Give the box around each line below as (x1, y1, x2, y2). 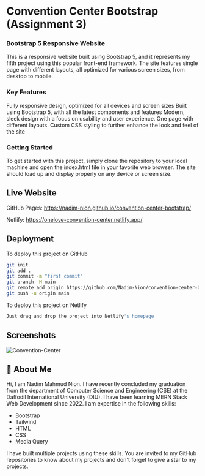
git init (6, 262, 29, 268)
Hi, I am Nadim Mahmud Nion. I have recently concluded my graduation (6, 380, 186, 388)
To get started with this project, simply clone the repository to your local (6, 157, 187, 165)
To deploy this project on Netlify (6, 301, 87, 309)
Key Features (6, 88, 47, 96)
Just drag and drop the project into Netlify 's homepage (6, 313, 154, 319)
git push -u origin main (6, 290, 70, 297)
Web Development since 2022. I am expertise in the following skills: (6, 400, 176, 407)
